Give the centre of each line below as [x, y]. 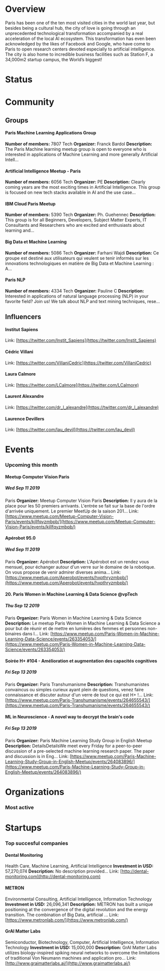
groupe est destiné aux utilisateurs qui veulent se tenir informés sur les [77, 258]
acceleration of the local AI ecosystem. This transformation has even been [81, 39]
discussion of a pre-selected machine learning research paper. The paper [80, 751]
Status [19, 80]
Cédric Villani [19, 351]
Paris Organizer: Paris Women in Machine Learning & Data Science [73, 618]
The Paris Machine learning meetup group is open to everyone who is [76, 149]
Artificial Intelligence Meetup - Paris [43, 171]
